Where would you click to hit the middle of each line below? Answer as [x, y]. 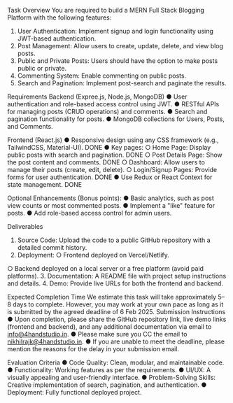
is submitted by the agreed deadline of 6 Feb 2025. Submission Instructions [116, 312]
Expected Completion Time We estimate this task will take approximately [112, 297]
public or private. [42, 68]
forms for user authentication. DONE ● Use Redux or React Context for [110, 177]
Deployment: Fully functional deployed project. [75, 392]
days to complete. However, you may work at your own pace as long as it [118, 304]
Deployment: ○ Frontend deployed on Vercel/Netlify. [93, 255]
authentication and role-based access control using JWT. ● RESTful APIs [113, 104]
